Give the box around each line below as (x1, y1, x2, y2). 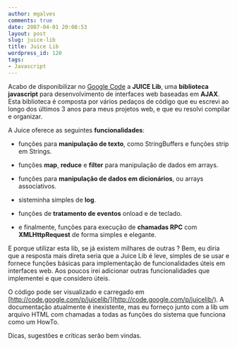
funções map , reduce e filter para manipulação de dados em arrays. (18, 160, 219, 169)
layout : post (8, 30, 47, 37)
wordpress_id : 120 (8, 50, 62, 57)
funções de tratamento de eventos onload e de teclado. (18, 209, 183, 217)
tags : (8, 56, 24, 63)
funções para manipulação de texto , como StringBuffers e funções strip (18, 139, 229, 148)
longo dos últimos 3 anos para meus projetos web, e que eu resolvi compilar (8, 104, 231, 113)
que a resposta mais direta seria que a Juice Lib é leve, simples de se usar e (8, 251, 230, 260)
